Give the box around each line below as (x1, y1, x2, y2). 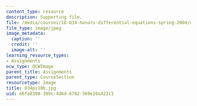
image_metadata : (6, 31, 46, 37)
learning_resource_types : (6, 52, 69, 58)
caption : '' (11, 36, 41, 42)
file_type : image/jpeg (6, 25, 62, 31)
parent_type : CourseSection (6, 74, 75, 80)
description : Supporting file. (6, 14, 83, 20)
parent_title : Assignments (6, 69, 72, 75)
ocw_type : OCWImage (6, 63, 54, 69)
